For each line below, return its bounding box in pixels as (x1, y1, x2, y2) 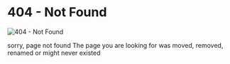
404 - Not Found (7, 4, 107, 20)
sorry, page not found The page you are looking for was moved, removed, (7, 41, 224, 49)
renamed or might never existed (7, 49, 101, 57)
